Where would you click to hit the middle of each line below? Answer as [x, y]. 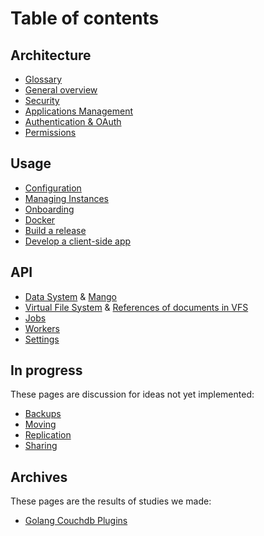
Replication [48, 435]
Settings [42, 339]
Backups [43, 414]
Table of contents [85, 18]
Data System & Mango [70, 296]
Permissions [50, 132]
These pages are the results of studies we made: [111, 501]
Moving [40, 424]
